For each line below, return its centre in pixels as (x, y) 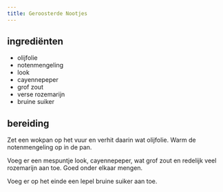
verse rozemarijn (41, 94)
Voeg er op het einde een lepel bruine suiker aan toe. (82, 181)
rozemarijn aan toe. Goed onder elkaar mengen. (75, 168)
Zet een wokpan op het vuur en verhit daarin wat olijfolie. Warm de (102, 140)
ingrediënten (35, 42)
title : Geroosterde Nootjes (47, 13)
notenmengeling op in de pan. (50, 147)
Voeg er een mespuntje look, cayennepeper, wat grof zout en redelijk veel (112, 161)
